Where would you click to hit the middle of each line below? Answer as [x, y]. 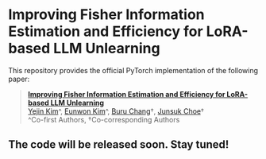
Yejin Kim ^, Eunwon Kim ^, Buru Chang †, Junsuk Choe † [116, 111]
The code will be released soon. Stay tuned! [119, 145]
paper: [19, 79]
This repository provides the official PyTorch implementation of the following [133, 70]
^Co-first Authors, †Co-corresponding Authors [104, 119]
